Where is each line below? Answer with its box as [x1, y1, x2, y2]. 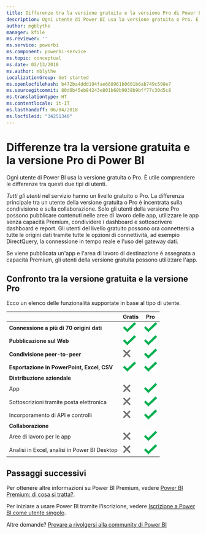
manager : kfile [6, 29, 45, 36]
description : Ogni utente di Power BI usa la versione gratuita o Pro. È [6, 16, 199, 23]
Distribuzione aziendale [9, 374, 72, 382]
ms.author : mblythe [6, 68, 56, 74]
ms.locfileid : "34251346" [6, 113, 72, 119]
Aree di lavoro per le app [9, 433, 71, 440]
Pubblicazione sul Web [9, 337, 69, 345]
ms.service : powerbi [6, 42, 59, 48]
